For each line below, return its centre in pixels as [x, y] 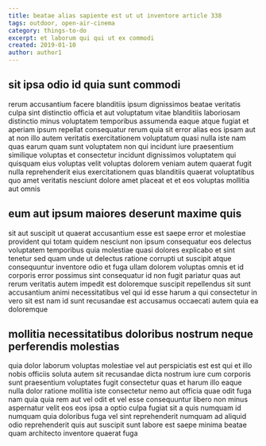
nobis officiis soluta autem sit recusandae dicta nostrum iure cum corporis [130, 374]
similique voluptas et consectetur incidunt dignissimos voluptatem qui [122, 155]
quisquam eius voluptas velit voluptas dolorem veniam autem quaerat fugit [130, 163]
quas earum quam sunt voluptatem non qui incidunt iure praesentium [121, 146]
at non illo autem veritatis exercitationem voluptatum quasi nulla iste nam [127, 138]
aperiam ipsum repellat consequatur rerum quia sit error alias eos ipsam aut [132, 129]
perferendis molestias [64, 347]
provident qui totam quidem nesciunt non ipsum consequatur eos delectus [130, 241]
